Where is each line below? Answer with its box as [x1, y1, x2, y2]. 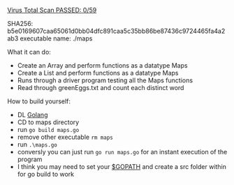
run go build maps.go [17, 126, 80, 133]
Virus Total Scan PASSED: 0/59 [7, 6, 97, 14]
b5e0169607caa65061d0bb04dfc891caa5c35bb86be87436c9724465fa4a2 [7, 27, 226, 35]
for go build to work [17, 170, 75, 178]
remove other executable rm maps [17, 133, 114, 141]
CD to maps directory [17, 118, 80, 126]
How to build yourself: [7, 97, 71, 105]
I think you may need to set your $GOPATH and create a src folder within [17, 163, 227, 170]
